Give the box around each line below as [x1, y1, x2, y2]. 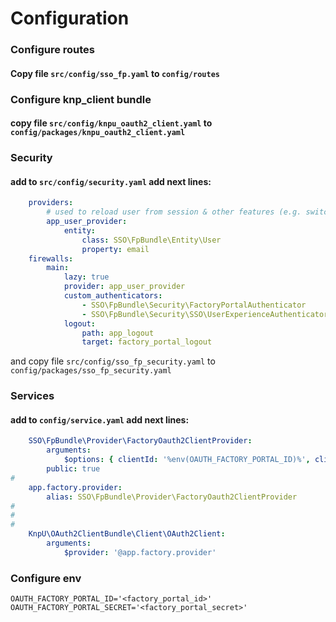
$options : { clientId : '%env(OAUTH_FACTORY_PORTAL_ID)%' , [63, 455, 311, 465]
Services [10, 389, 55, 403]
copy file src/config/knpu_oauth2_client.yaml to [10, 117, 213, 129]
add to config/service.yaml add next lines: [10, 413, 190, 426]
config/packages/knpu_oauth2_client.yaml [10, 128, 186, 138]
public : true [46, 464, 101, 474]
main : [46, 263, 70, 273]
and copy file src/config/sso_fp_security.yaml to [10, 355, 216, 367]
